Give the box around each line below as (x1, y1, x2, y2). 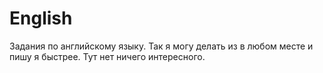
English (9, 7, 73, 30)
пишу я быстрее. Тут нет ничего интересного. (9, 50, 206, 62)
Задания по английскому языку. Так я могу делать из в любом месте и (9, 40, 314, 52)
